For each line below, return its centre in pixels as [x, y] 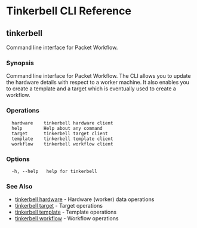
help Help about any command [57, 128]
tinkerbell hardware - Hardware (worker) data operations [84, 199]
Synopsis [20, 63]
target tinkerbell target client [60, 133]
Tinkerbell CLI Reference [69, 11]
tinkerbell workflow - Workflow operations [67, 218]
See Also [19, 186]
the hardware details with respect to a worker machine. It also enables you [98, 83]
